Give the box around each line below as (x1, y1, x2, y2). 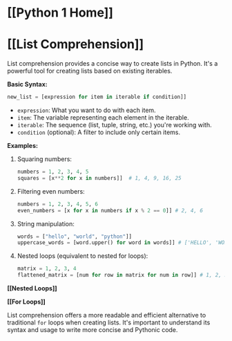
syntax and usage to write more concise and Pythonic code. (7, 326, 178, 333)
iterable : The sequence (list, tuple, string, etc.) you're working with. (17, 121, 212, 129)
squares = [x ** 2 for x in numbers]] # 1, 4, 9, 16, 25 (17, 174, 182, 181)
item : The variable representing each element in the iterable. (17, 113, 189, 122)
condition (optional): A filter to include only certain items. (17, 128, 181, 136)
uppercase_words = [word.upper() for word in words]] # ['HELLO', (17, 239, 213, 246)
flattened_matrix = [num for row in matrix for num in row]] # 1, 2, (17, 272, 222, 279)
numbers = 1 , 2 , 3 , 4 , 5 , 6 (17, 201, 99, 208)
